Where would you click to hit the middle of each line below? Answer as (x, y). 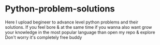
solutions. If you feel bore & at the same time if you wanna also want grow (79, 27)
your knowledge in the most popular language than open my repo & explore (80, 32)
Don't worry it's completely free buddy (44, 37)
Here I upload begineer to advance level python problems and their (72, 22)
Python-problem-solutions (60, 9)
